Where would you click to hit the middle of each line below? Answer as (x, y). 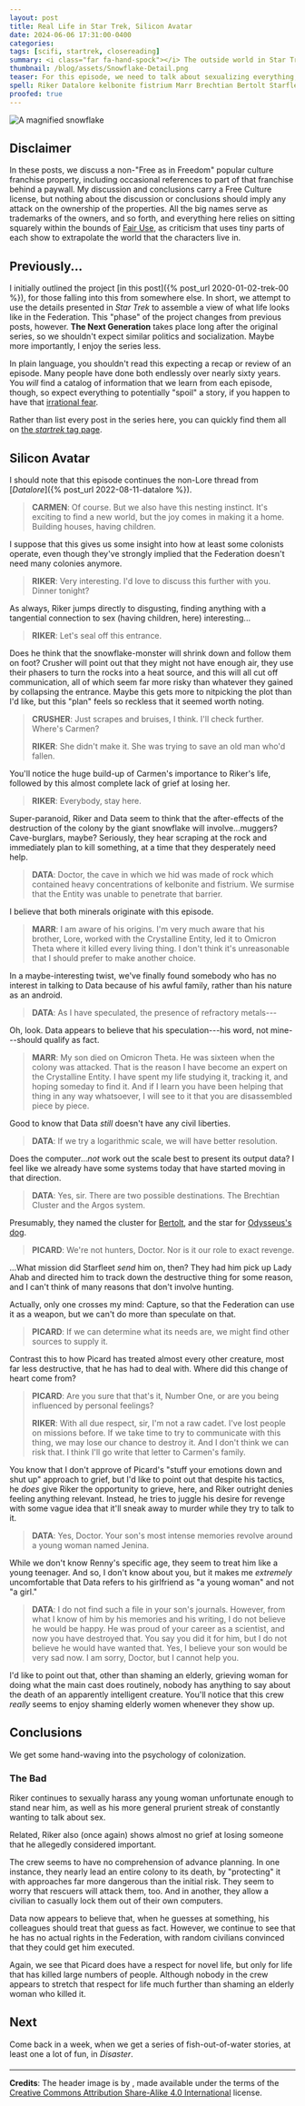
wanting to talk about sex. (58, 1817)
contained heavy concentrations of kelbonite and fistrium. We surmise (163, 884)
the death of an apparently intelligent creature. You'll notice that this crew (147, 1694)
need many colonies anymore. (66, 563)
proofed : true (36, 94)
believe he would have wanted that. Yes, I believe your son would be (159, 1648)
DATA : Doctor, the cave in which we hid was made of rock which (152, 874)
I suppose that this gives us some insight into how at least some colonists (147, 544)
